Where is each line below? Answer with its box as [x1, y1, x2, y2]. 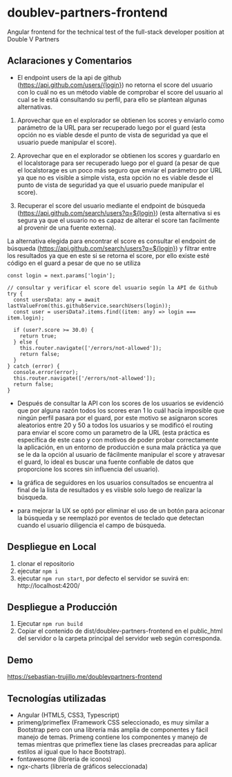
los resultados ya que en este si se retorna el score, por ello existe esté [7, 251, 210, 259]
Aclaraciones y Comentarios [7, 55, 133, 67]
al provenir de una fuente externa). [17, 223, 116, 232]
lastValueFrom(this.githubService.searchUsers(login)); [7, 302, 171, 309]
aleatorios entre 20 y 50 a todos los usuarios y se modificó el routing [17, 421, 213, 429]
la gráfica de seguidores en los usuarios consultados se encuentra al [17, 478, 214, 486]
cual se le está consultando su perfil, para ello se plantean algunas [17, 95, 207, 104]
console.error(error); [13, 368, 79, 375]
